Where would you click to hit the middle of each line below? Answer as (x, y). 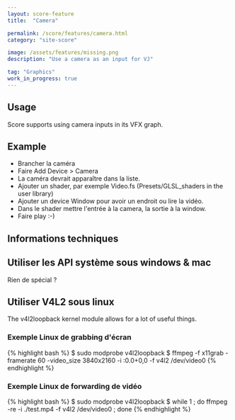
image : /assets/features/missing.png (63, 53)
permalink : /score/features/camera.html (68, 33)
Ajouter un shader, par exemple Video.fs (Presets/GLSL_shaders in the (120, 186)
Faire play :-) (36, 216)
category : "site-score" (42, 40)
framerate (22, 360)
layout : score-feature (41, 14)
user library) (35, 194)
